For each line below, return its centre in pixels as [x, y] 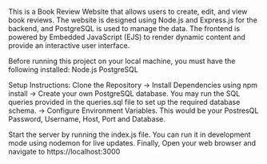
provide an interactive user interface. [69, 46]
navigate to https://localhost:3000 [64, 152]
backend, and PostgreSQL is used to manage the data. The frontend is [124, 28]
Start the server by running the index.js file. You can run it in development [130, 134]
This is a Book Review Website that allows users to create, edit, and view [128, 12]
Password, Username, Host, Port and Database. [87, 119]
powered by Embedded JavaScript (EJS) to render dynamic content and [127, 37]
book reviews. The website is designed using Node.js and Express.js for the [133, 20]
